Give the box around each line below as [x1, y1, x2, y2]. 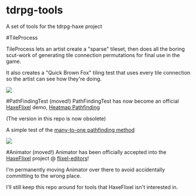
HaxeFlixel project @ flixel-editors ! [6, 155, 90, 162]
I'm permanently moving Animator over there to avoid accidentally [6, 166, 166, 173]
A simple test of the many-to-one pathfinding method [6, 126, 135, 133]
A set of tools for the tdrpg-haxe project [6, 23, 102, 30]
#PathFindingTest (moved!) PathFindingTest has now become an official [6, 97, 180, 104]
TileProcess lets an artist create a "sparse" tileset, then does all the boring [6, 45, 185, 52]
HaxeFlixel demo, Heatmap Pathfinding [6, 103, 101, 111]
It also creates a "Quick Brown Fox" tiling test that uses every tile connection [6, 69, 191, 76]
